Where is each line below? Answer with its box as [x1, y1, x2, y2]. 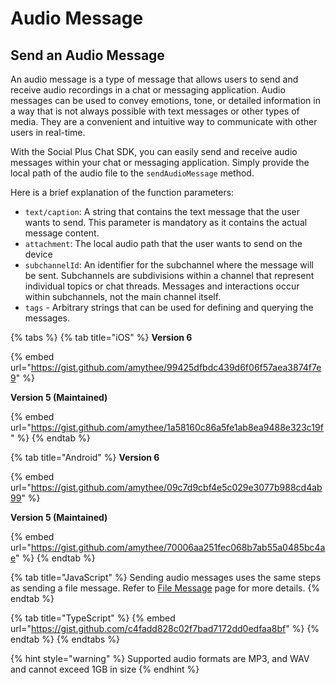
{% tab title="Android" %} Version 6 [10, 452, 160, 463]
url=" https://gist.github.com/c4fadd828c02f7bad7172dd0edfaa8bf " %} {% [10, 623, 320, 634]
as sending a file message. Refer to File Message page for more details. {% [10, 582, 321, 594]
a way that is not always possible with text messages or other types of [10, 105, 300, 117]
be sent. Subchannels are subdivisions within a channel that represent [24, 270, 315, 281]
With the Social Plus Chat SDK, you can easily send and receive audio [10, 146, 298, 157]
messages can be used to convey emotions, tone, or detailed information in [10, 95, 321, 106]
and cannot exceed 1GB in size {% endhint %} [10, 663, 200, 675]
